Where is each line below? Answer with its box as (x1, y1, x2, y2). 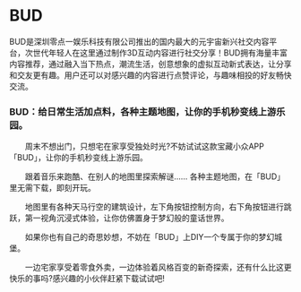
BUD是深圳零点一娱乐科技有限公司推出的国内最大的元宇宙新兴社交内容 (9, 36, 270, 47)
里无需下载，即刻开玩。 (9, 183, 96, 193)
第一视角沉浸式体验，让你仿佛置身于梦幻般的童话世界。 (24, 212, 229, 224)
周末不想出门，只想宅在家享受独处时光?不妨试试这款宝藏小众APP (24, 141, 264, 152)
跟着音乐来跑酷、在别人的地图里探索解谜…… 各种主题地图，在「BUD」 (24, 171, 285, 182)
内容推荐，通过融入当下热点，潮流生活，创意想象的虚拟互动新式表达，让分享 (9, 58, 292, 69)
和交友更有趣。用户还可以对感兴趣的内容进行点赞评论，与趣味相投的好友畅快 (9, 69, 292, 81)
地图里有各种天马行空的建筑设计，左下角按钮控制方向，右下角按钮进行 (24, 202, 284, 212)
